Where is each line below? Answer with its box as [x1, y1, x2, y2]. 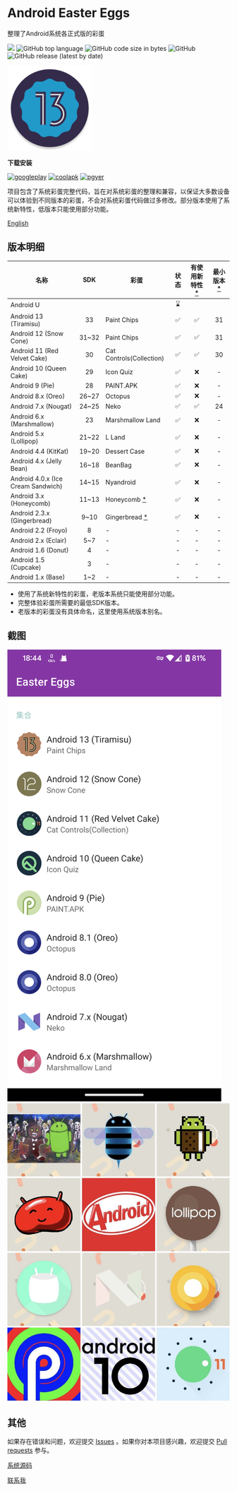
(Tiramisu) [10, 319, 41, 328]
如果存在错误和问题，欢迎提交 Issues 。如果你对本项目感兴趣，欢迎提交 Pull [7, 1437, 228, 1445]
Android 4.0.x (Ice [10, 474, 63, 483]
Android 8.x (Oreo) [10, 392, 66, 400]
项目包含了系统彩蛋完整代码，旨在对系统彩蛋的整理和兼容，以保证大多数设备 [7, 187, 230, 196]
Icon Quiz [105, 368, 133, 376]
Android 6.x [10, 412, 44, 421]
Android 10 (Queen [10, 364, 67, 372]
